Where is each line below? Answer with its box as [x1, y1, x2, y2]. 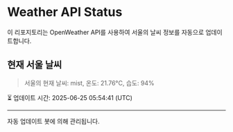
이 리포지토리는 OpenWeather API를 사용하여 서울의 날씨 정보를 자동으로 [7, 28, 205, 36]
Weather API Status [7, 4, 123, 20]
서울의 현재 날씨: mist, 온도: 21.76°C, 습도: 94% [24, 79, 155, 87]
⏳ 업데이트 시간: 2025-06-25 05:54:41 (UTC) [7, 93, 133, 101]
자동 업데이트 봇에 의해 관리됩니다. [7, 117, 100, 125]
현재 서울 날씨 [7, 59, 62, 71]
